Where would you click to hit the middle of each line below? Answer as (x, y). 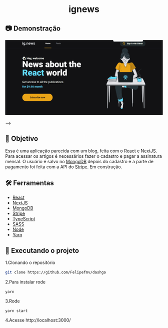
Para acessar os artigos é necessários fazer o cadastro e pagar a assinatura (84, 156)
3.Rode (12, 301)
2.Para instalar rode (25, 282)
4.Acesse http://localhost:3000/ (38, 320)
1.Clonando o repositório (30, 263)
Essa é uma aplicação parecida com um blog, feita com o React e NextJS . (81, 151)
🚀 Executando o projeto (42, 251)
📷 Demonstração (33, 28)
